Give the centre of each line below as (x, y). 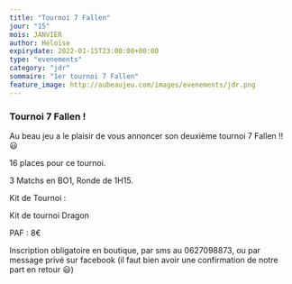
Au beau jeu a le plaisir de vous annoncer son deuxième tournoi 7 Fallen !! (146, 135)
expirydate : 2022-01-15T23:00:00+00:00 (84, 51)
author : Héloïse (40, 43)
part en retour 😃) (42, 269)
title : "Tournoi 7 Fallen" (60, 18)
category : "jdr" (40, 69)
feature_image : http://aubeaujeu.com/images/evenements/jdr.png (132, 85)
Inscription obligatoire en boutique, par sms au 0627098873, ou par (135, 250)
